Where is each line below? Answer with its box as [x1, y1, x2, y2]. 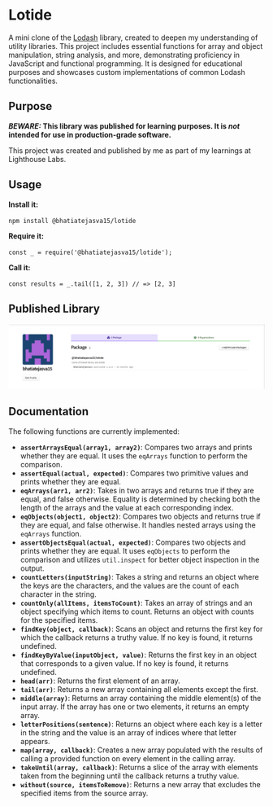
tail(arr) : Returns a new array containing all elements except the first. [19, 684, 258, 694]
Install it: [8, 199, 39, 209]
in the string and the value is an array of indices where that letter [19, 727, 237, 738]
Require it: [8, 230, 45, 241]
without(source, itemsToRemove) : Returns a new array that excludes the [19, 779, 262, 789]
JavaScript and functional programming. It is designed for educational [8, 59, 243, 68]
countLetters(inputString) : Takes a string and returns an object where [19, 572, 259, 581]
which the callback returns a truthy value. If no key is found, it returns [19, 633, 253, 642]
